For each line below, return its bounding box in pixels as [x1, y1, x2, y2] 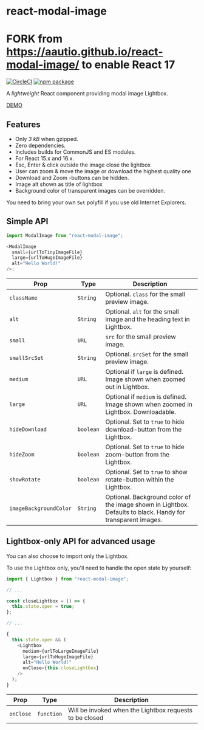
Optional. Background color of [105, 493, 191, 501]
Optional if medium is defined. [105, 393, 187, 401]
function [37, 710, 63, 717]
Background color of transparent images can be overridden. [15, 187, 166, 194]
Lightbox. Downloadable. [105, 408, 176, 416]
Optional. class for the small [105, 290, 185, 298]
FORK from [6, 32, 63, 46]
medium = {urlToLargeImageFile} [22, 648, 99, 654]
